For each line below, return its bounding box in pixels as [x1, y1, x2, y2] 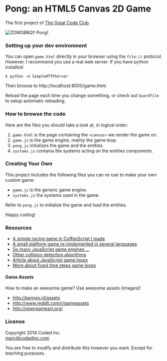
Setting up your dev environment [5, 42, 87, 49]
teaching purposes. [5, 350, 46, 356]
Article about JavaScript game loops [12, 257, 88, 263]
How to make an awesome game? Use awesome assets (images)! [5, 285, 141, 291]
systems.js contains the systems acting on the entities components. [12, 148, 153, 154]
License [5, 318, 25, 325]
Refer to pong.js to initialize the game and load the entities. [5, 202, 127, 208]
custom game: [5, 177, 35, 183]
